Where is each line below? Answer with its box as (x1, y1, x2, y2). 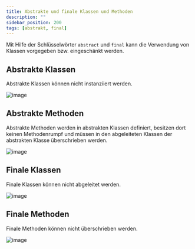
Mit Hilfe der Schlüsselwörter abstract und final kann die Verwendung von (6, 41, 190, 48)
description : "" (6, 14, 46, 20)
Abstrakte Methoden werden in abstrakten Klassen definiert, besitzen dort (6, 124, 186, 131)
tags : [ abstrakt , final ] (6, 25, 67, 31)
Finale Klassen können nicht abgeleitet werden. (6, 181, 121, 188)
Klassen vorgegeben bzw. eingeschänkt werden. (6, 48, 124, 55)
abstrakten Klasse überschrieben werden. (6, 137, 108, 144)
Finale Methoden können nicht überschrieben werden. (6, 225, 138, 232)
